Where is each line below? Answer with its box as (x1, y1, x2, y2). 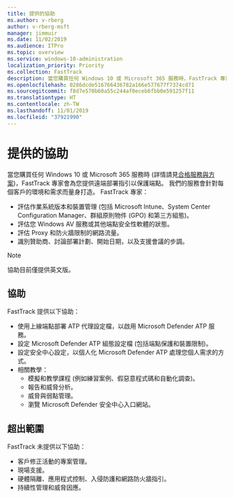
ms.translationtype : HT (7, 95, 77, 102)
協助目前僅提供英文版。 (7, 265, 75, 273)
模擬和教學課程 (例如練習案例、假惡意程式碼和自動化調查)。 (27, 374, 199, 383)
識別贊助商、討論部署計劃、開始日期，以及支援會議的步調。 (17, 237, 189, 246)
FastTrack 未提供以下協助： (7, 442, 86, 451)
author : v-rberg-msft (7, 23, 70, 30)
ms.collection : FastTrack (7, 68, 82, 75)
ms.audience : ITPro (7, 42, 64, 49)
